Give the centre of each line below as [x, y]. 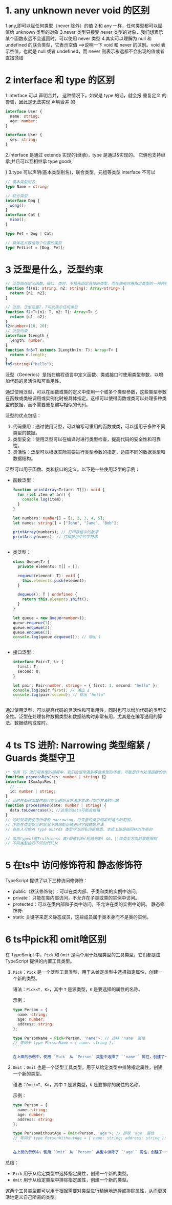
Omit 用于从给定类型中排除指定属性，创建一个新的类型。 [72, 1179]
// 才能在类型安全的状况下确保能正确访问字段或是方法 [55, 824]
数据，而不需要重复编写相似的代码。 [52, 405]
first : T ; [28, 667]
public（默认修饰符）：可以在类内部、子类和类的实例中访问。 [76, 891]
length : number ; [27, 341]
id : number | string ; [33, 791]
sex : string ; [24, 140]
